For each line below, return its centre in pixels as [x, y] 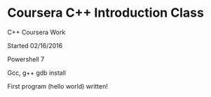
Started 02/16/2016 [35, 45]
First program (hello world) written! [58, 86]
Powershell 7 [26, 59]
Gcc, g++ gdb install [37, 73]
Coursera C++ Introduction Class [106, 13]
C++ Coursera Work [36, 32]
